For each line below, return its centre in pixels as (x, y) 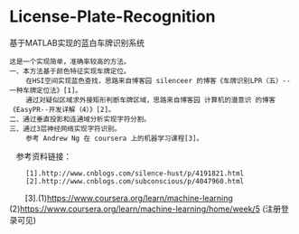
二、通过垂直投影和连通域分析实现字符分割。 (80, 119)
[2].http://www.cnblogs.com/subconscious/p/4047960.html (135, 181)
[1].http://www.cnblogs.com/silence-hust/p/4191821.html (135, 173)
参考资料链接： (44, 156)
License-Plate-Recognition (112, 17)
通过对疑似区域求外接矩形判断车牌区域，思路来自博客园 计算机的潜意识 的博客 (151, 100)
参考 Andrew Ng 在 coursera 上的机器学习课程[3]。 (115, 138)
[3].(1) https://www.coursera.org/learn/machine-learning (129, 198)
